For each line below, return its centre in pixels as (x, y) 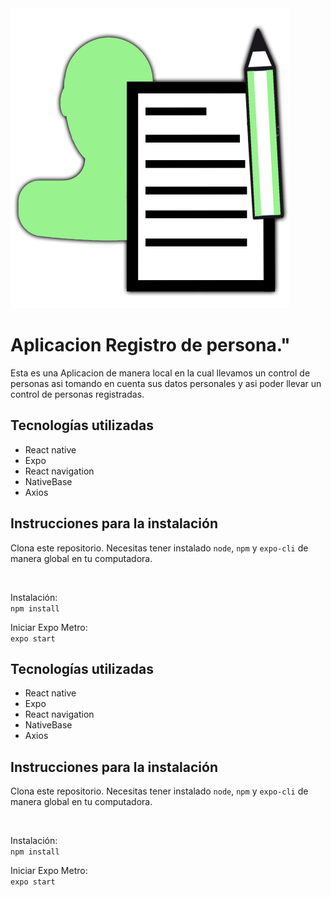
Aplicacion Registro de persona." (150, 345)
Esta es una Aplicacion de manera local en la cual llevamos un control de (160, 373)
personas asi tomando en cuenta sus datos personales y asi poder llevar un (166, 383)
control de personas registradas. (77, 394)
